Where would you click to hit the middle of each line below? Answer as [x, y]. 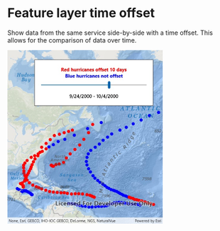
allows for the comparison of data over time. [72, 40]
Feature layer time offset [81, 13]
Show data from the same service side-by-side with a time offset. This [110, 33]
